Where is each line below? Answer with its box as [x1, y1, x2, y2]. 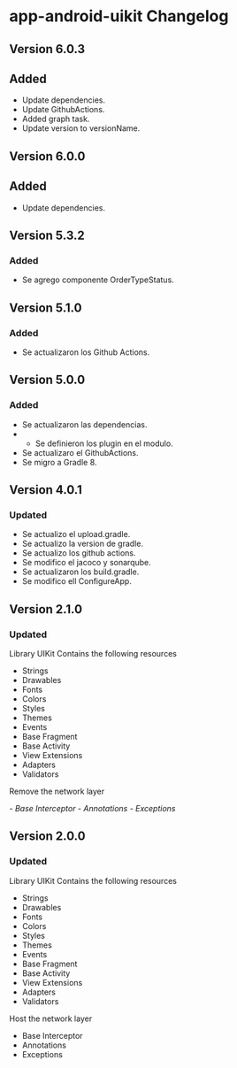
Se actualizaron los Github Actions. [21, 347, 150, 357]
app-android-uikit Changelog [9, 6, 229, 27]
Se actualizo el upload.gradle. [21, 529, 131, 540]
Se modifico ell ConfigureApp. [21, 576, 133, 587]
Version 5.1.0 [9, 300, 82, 315]
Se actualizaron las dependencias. [21, 419, 148, 430]
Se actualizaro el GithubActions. [21, 447, 139, 457]
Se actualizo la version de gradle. [21, 538, 144, 549]
